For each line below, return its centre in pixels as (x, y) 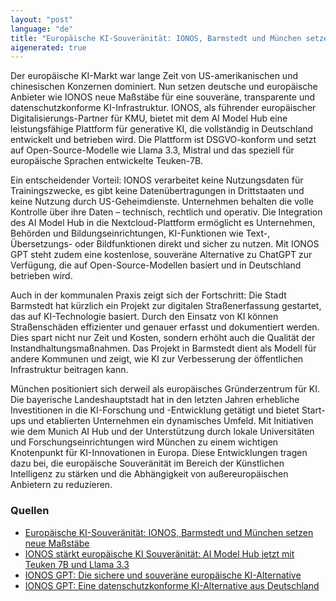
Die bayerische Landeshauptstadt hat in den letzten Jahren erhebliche (155, 400)
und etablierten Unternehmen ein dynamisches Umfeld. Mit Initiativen (171, 421)
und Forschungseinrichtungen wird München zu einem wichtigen (144, 442)
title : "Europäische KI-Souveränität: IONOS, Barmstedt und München (156, 38)
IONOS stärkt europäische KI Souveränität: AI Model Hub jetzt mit (159, 553)
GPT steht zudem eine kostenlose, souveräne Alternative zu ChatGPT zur (161, 255)
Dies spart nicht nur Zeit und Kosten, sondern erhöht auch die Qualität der (163, 338)
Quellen (30, 511)
